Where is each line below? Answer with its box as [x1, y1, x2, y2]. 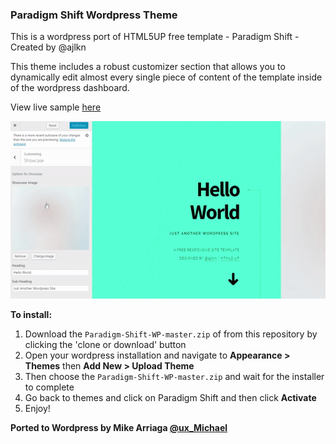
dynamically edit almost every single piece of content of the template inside [10, 71, 323, 83]
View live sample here [10, 101, 102, 113]
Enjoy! [24, 403, 51, 415]
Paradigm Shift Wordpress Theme [10, 8, 178, 22]
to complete [24, 381, 75, 393]
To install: [10, 309, 53, 321]
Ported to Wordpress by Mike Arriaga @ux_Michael [10, 422, 228, 434]
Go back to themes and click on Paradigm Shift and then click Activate [24, 392, 317, 404]
